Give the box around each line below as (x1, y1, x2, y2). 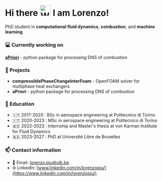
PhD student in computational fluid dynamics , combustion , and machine (5, 24, 156, 30)
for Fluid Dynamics (12, 128, 51, 134)
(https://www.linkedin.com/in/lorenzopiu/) (12, 170, 97, 177)
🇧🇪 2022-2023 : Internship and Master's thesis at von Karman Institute (12, 123, 157, 129)
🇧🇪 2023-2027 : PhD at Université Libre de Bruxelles (12, 133, 121, 140)
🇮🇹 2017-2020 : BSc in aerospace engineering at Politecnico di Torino (12, 112, 156, 118)
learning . (5, 29, 24, 34)
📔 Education (5, 101, 34, 108)
